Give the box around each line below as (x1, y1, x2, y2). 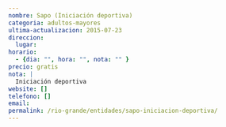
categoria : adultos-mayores (8, 19, 102, 27)
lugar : (15, 41, 37, 49)
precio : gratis (8, 63, 59, 71)
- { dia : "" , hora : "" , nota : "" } (15, 56, 129, 64)
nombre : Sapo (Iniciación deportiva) (8, 11, 133, 20)
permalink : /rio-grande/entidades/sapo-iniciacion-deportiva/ (8, 107, 218, 115)
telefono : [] (8, 92, 52, 100)
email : (8, 99, 30, 107)
